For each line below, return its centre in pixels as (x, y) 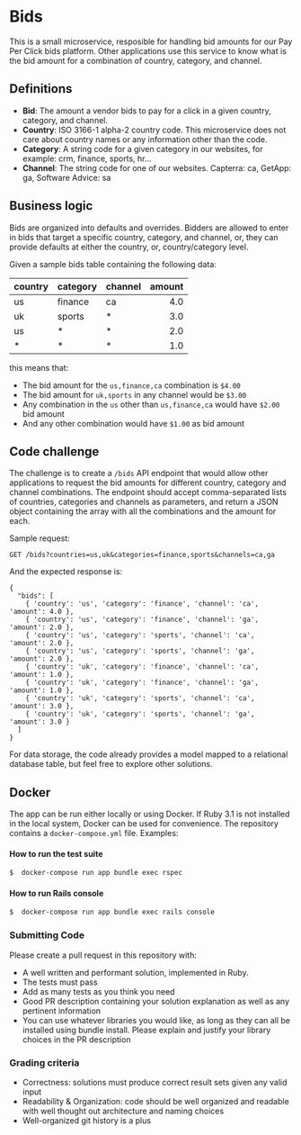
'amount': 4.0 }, (42, 612)
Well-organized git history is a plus (86, 1120)
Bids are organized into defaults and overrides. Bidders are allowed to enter (149, 228)
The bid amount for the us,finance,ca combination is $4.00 (131, 385)
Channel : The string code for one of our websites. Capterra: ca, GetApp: (157, 167)
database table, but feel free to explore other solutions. (111, 764)
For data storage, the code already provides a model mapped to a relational (149, 754)
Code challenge (54, 451)
